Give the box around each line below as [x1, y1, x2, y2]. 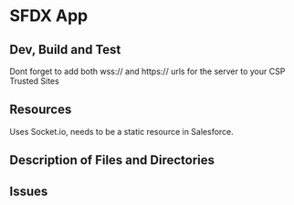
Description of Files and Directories [9, 152, 215, 169]
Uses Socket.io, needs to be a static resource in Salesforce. [9, 126, 235, 137]
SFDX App [9, 5, 89, 26]
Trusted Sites [9, 76, 59, 87]
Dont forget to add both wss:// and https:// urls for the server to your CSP [9, 66, 286, 77]
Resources [9, 102, 72, 118]
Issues [9, 183, 48, 199]
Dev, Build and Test [9, 42, 121, 57]
